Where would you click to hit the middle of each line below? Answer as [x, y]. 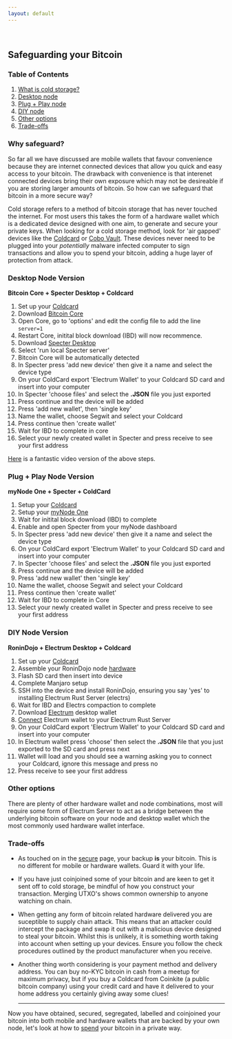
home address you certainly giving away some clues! [93, 994]
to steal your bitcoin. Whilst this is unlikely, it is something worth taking [118, 936]
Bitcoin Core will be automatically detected [78, 357]
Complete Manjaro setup [53, 683]
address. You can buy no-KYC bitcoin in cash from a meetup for [108, 971]
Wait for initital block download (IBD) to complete [87, 519]
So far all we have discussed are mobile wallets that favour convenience [110, 158]
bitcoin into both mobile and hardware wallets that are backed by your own [114, 1021]
